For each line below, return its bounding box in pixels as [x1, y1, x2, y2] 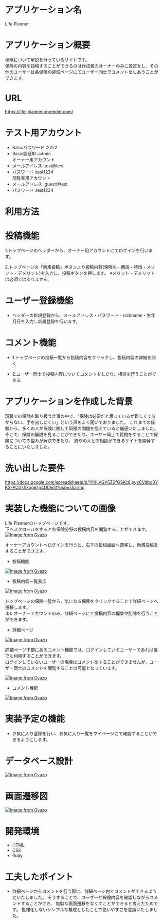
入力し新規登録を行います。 [25, 318, 80, 324]
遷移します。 [5, 604, 31, 610]
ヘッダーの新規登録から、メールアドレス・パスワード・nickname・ [12, 312, 147, 318]
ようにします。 [20, 737, 51, 743]
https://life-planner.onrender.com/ [5, 109, 73, 114]
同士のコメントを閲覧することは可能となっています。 [13, 665, 120, 671]
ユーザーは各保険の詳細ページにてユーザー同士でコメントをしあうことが [13, 69, 159, 75]
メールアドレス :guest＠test [12, 181, 68, 187]
